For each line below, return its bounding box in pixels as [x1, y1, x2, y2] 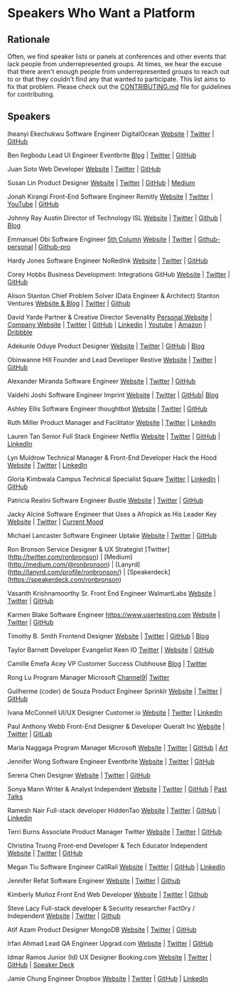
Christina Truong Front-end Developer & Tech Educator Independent [7, 841, 208, 850]
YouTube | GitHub [7, 199, 59, 208]
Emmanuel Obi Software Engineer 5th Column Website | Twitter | [7, 235, 197, 243]
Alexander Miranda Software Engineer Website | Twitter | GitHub [7, 376, 196, 385]
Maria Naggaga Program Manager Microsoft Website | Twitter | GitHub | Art [7, 743, 228, 752]
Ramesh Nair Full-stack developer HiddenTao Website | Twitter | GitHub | [7, 806, 221, 814]
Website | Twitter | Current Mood [7, 517, 104, 526]
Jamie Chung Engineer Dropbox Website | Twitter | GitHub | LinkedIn [7, 974, 208, 983]
